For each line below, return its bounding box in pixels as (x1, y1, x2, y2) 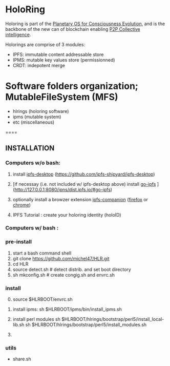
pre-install (5, 238, 32, 245)
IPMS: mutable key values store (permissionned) (12, 56, 115, 63)
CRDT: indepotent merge (12, 62, 66, 68)
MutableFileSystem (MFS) (5, 91, 119, 103)
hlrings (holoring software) (12, 108, 69, 114)
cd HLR (12, 261, 29, 267)
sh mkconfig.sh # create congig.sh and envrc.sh (12, 272, 115, 278)
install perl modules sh (12, 316, 60, 322)
